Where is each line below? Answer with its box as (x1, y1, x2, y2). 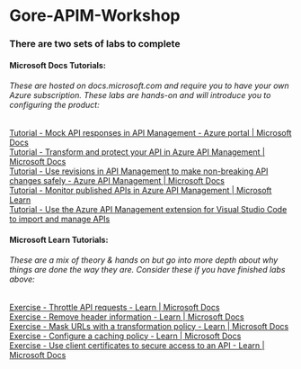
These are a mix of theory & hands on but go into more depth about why (9, 255, 279, 265)
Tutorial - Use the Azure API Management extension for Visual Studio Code (9, 203, 288, 214)
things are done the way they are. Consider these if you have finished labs (9, 265, 286, 275)
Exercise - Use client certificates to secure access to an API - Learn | (9, 339, 265, 351)
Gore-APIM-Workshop (9, 5, 181, 26)
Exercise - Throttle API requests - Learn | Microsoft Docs (9, 301, 220, 312)
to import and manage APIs (9, 213, 111, 224)
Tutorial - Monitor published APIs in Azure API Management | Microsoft (9, 184, 272, 195)
